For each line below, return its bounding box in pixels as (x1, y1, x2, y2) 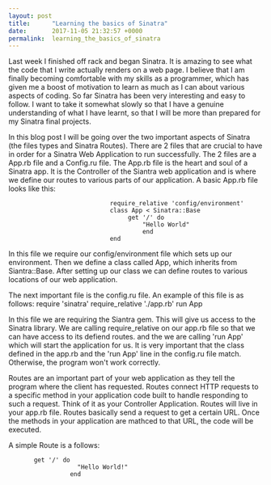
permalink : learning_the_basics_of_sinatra (8, 34, 161, 43)
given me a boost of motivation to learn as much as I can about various (8, 82, 245, 92)
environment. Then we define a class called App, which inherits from (8, 258, 237, 268)
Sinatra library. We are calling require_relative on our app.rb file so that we (8, 323, 256, 333)
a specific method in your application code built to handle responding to (8, 390, 248, 400)
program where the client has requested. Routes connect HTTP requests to (8, 382, 259, 392)
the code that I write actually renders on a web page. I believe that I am (8, 65, 245, 75)
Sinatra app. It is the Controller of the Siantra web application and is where (8, 167, 256, 176)
